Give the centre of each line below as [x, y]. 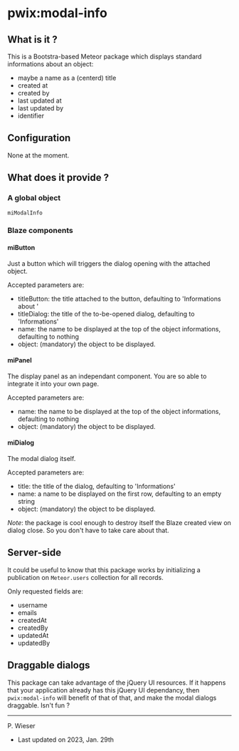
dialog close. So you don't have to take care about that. [88, 530]
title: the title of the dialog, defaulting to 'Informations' [96, 487]
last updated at [39, 100]
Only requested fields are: [46, 591]
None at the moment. [38, 155]
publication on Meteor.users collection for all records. [85, 577]
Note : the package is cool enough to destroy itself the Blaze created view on [119, 523]
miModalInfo [25, 213]
